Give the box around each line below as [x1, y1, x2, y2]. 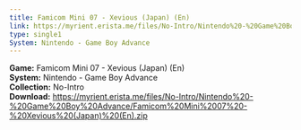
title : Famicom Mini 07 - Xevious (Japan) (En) [9, 13, 191, 22]
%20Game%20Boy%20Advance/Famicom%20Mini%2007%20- [9, 100, 248, 112]
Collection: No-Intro [9, 82, 85, 92]
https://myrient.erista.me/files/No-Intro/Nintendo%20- [52, 91, 254, 102]
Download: [9, 91, 51, 102]
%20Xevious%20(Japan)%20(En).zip [9, 110, 148, 121]
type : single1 [9, 30, 63, 39]
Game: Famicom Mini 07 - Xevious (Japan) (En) [9, 63, 185, 74]
